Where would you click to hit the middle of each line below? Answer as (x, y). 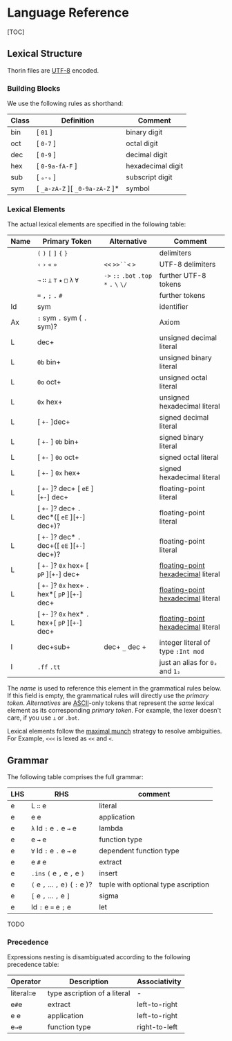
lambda (111, 828)
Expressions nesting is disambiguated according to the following (99, 957)
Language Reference (68, 13)
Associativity (159, 981)
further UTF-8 (183, 276)
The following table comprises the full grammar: (75, 777)
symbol (138, 188)
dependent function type (139, 851)
